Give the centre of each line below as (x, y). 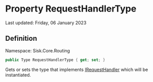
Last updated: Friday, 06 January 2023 (46, 23)
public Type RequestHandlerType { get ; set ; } (55, 60)
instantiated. (18, 75)
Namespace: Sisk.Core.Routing (37, 50)
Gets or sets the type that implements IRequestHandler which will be (77, 69)
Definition (21, 38)
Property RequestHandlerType (71, 9)
